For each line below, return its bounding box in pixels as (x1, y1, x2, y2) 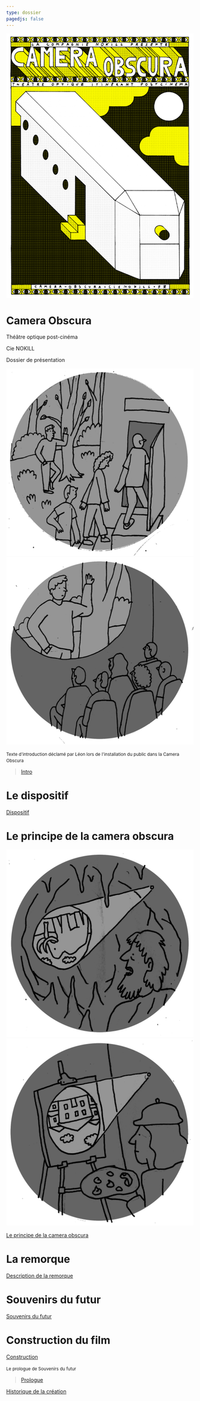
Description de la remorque (6, 1272, 73, 1280)
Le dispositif (6, 789, 69, 803)
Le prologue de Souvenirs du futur (6, 1366, 76, 1372)
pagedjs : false (6, 15, 44, 22)
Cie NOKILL (6, 345, 35, 352)
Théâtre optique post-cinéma (6, 333, 79, 340)
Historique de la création (6, 1387, 67, 1395)
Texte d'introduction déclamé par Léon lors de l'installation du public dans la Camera (6, 752, 180, 758)
